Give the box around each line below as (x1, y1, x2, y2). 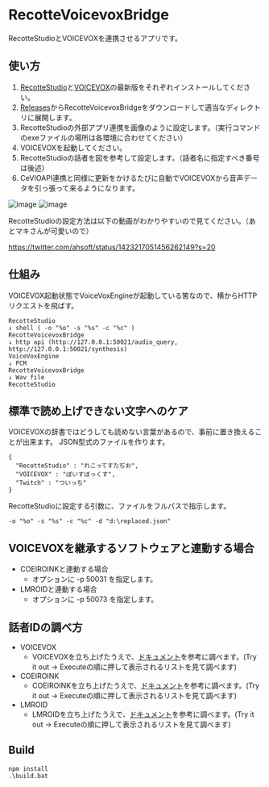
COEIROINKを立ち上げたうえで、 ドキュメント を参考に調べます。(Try (31, 680, 260, 690)
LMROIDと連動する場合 (19, 584, 97, 594)
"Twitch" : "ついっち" (15, 479, 87, 488)
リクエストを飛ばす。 (8, 300, 79, 310)
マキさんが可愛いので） (14, 226, 93, 236)
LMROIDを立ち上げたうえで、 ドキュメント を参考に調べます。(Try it (31, 710, 255, 719)
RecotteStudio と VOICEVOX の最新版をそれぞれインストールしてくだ (19, 82, 244, 92)
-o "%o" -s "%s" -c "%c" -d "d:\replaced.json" (8, 517, 172, 525)
